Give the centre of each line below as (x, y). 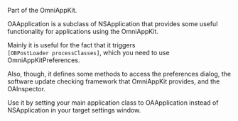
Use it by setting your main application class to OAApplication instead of (113, 103)
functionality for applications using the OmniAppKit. (83, 31)
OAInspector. (27, 89)
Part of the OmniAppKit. (42, 10)
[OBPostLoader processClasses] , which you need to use (88, 53)
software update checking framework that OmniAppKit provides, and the (114, 81)
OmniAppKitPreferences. (44, 60)
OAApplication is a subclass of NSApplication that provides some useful (113, 24)
